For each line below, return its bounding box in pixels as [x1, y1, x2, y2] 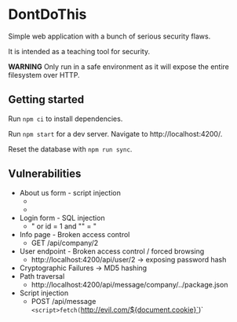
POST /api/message [31, 296, 97, 306]
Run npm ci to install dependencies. [8, 114, 123, 123]
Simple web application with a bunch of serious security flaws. [8, 31, 211, 41]
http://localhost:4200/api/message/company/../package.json [31, 280, 228, 289]
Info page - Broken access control [19, 229, 130, 239]
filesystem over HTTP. [8, 70, 80, 79]
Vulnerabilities [8, 167, 82, 181]
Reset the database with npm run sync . [8, 144, 133, 154]
